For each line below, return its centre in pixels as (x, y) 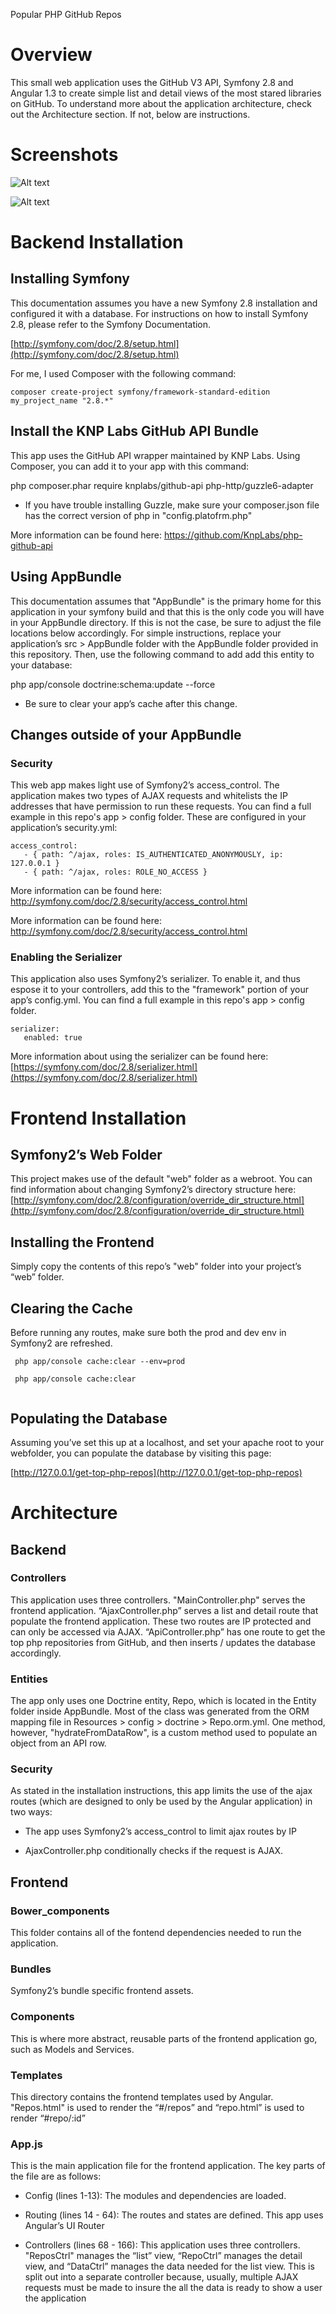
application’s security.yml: (64, 828)
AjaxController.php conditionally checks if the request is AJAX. (154, 1851)
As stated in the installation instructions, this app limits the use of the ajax (161, 1791)
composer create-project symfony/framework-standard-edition (140, 392)
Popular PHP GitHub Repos (66, 14)
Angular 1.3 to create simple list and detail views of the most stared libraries (166, 93)
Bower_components (60, 1911)
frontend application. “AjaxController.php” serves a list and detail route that (164, 1610)
